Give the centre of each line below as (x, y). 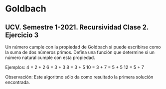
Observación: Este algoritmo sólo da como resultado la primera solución (79, 77)
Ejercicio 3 (22, 35)
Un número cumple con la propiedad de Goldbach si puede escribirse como (83, 47)
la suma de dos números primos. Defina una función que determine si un (80, 52)
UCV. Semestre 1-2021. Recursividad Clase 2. (77, 27)
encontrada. (18, 82)
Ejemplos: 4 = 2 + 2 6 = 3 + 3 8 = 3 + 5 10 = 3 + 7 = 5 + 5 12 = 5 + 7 (75, 67)
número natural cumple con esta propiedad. (50, 57)
